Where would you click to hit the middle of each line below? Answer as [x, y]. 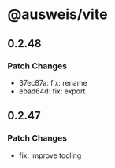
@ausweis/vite [57, 15]
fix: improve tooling [50, 155]
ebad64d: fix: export [52, 91]
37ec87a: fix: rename [53, 82]
